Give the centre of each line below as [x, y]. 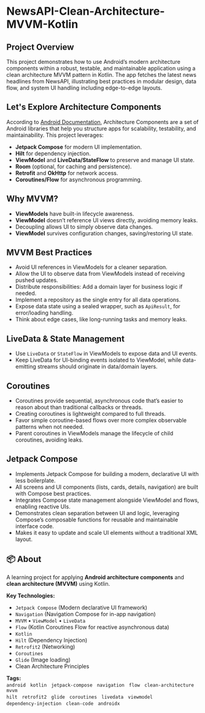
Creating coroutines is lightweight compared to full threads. [91, 414]
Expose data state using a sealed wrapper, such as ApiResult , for [98, 306]
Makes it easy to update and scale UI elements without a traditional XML [106, 532]
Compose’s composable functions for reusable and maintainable [97, 520]
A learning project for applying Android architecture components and [95, 577]
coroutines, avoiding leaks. [49, 440]
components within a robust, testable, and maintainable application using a [101, 68]
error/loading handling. [44, 313]
